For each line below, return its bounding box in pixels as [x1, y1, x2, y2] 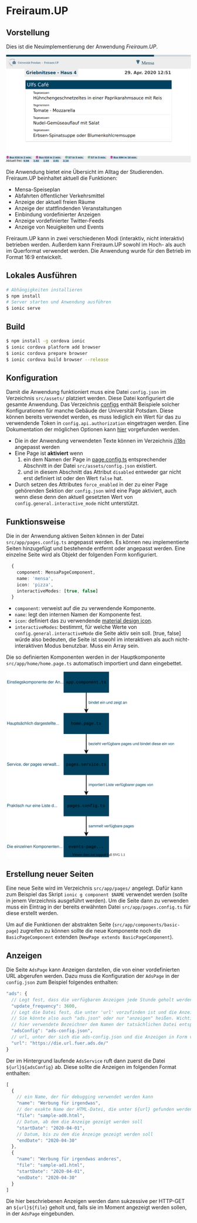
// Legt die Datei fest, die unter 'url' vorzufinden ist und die [11, 1009, 177, 1015]
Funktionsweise [6, 517, 66, 527]
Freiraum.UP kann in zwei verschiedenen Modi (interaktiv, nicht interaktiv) [6, 234, 185, 242]
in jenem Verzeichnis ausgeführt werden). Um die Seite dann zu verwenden [6, 897, 189, 904]
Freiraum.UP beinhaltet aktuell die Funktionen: [6, 175, 118, 182]
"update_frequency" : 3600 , [11, 1003, 77, 1009]
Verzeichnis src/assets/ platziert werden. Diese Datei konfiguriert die [6, 395, 175, 402]
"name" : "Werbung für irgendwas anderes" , [16, 1156, 122, 1162]
